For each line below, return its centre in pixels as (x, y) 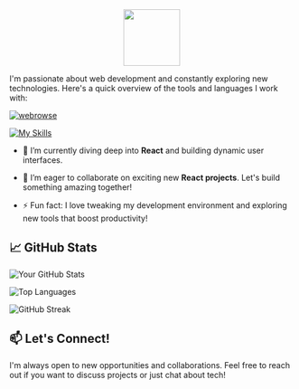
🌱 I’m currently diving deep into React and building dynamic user (143, 150)
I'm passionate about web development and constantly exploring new (139, 79)
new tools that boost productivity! (85, 218)
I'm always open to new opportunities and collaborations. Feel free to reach (150, 365)
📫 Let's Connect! (60, 339)
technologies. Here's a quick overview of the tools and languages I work (144, 88)
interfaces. (42, 160)
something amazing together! (77, 187)
